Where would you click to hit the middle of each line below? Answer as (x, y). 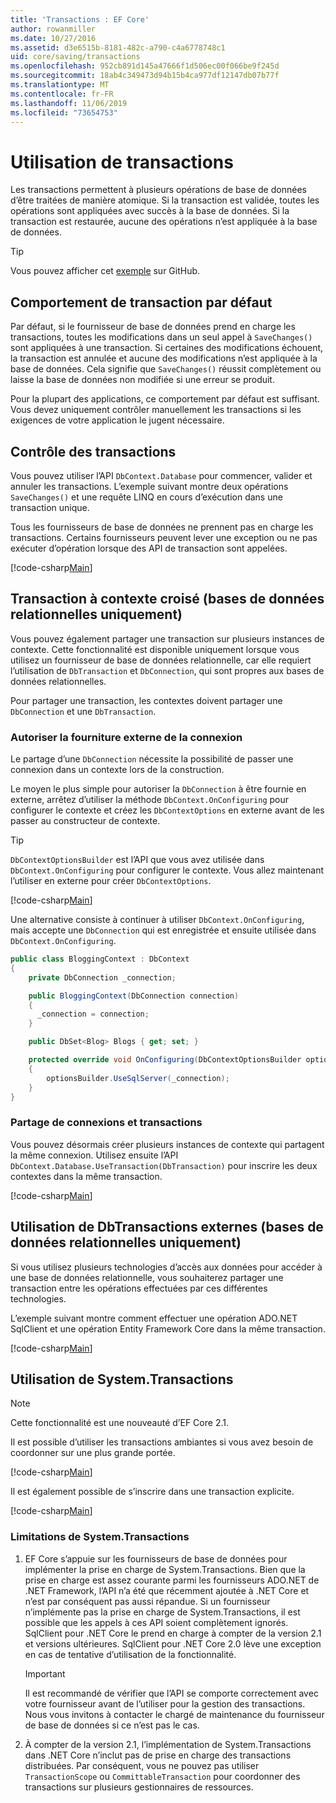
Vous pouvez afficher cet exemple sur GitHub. (105, 271)
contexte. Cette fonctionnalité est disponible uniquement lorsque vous (155, 649)
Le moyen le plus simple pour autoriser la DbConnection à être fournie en (158, 789)
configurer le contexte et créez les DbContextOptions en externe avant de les (167, 810)
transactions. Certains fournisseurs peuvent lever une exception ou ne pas (164, 537)
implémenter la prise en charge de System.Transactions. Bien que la (165, 1569)
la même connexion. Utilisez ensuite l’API (94, 1155)
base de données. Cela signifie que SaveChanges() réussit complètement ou (166, 369)
